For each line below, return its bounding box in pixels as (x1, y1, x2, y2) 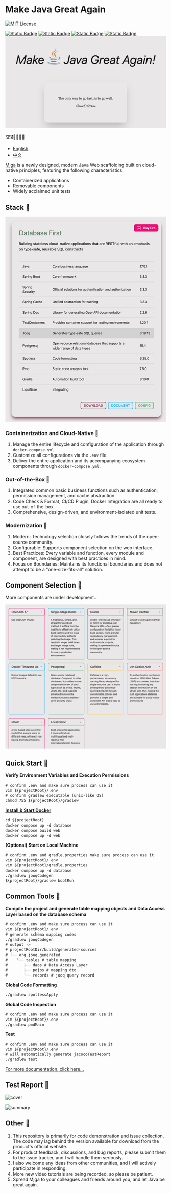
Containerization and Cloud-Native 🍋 (5, 429, 99, 437)
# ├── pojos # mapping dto (5, 967, 77, 973)
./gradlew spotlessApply (5, 992, 58, 997)
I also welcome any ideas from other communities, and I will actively (12, 1160, 156, 1166)
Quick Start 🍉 (5, 758, 48, 767)
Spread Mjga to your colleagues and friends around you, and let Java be (12, 1176, 165, 1182)
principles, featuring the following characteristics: (19, 167, 124, 173)
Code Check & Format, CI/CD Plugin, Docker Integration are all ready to (12, 498, 163, 505)
